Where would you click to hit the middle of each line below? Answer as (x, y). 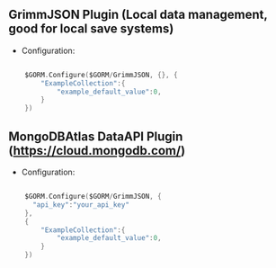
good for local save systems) (91, 29)
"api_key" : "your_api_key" (80, 205)
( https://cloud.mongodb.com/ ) (97, 151)
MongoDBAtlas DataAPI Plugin (96, 136)
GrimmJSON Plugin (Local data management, (138, 15)
